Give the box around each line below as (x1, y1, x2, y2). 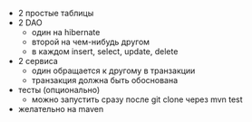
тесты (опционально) (17, 85, 101, 95)
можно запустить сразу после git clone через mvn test (31, 94, 243, 105)
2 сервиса (17, 56, 59, 66)
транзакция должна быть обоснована (31, 75, 179, 85)
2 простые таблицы (17, 8, 94, 18)
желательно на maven (17, 104, 104, 114)
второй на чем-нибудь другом (31, 36, 150, 47)
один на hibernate (31, 27, 101, 37)
